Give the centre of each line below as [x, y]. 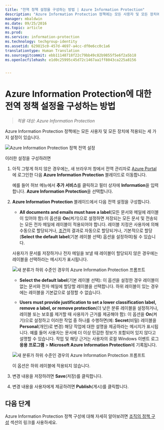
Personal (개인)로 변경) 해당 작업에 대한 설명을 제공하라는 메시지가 [82, 327]
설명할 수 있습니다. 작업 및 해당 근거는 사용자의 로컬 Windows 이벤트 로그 [89, 339]
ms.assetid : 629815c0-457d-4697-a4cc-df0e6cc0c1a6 [58, 46]
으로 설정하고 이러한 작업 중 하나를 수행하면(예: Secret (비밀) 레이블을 [91, 320]
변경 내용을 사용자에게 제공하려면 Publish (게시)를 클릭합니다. [70, 387]
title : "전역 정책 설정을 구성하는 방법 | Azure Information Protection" [75, 10]
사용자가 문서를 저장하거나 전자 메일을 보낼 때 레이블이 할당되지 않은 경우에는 [85, 253]
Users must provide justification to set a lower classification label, [88, 303]
